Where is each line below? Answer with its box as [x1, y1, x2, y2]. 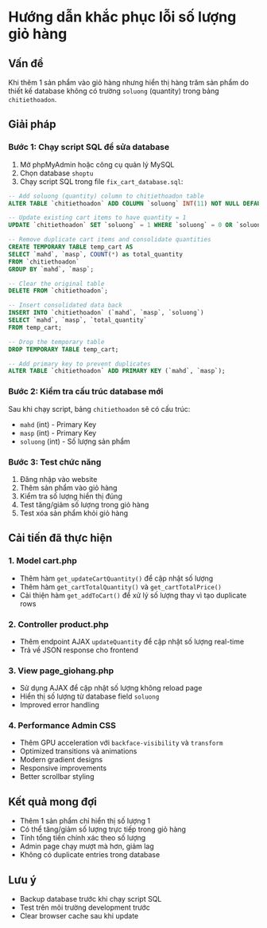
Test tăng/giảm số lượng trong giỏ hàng [19, 499, 149, 509]
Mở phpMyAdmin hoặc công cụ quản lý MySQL [19, 159, 175, 169]
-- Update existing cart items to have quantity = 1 [8, 213, 187, 222]
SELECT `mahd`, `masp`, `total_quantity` [8, 316, 148, 324]
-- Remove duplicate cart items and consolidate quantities [8, 236, 212, 244]
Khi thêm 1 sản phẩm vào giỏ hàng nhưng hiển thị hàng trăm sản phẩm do [8, 78, 249, 87]
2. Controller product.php [8, 618, 109, 629]
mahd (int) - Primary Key [19, 419, 97, 429]
